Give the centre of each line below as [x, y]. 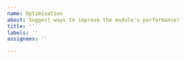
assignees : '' [28, 39]
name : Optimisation [35, 13]
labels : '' [23, 33]
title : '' [21, 26]
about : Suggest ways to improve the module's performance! [94, 20]
